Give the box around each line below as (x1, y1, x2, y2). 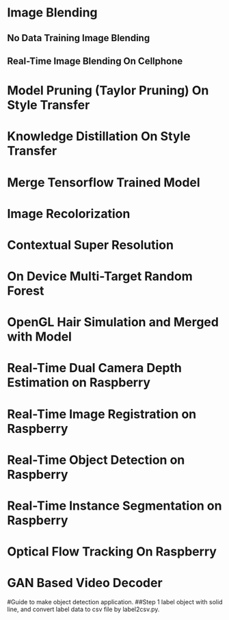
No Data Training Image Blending (7, 32, 150, 44)
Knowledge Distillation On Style (7, 129, 191, 145)
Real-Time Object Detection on (7, 452, 185, 467)
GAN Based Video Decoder (7, 575, 163, 591)
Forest (7, 283, 44, 299)
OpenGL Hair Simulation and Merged (7, 314, 219, 330)
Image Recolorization (7, 206, 131, 221)
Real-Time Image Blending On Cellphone (7, 55, 183, 66)
